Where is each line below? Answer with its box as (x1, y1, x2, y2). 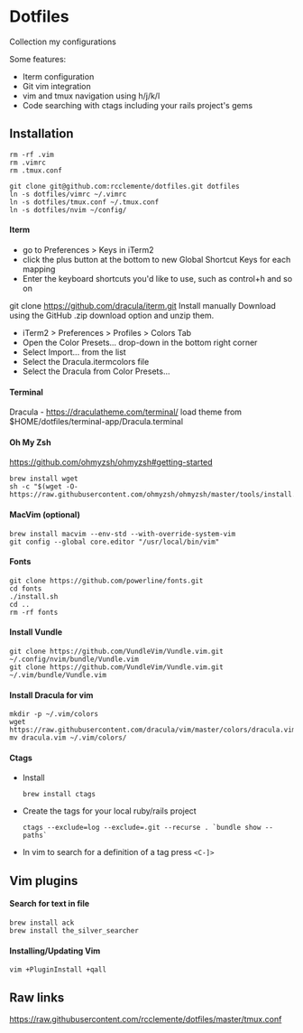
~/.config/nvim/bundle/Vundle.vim (9, 655, 140, 664)
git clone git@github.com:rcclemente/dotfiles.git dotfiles (9, 181, 241, 191)
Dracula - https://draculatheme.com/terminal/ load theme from (9, 406, 242, 417)
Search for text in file (9, 898, 90, 909)
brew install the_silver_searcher (9, 926, 140, 935)
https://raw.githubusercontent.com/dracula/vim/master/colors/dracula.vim (9, 725, 297, 735)
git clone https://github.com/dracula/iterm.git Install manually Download (9, 300, 277, 311)
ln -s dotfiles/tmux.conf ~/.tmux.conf (9, 197, 160, 207)
